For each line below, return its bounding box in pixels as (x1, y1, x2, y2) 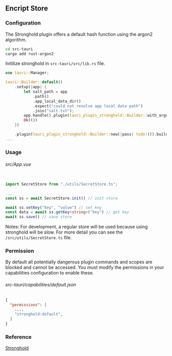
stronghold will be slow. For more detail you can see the (5, 229, 123, 235)
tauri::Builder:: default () (5, 79, 63, 85)
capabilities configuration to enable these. (5, 270, 94, 276)
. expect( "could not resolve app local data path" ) (32, 103, 143, 109)
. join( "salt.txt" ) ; (32, 108, 74, 113)
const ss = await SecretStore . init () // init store (5, 196, 118, 201)
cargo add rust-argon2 (5, 51, 54, 56)
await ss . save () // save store (5, 215, 72, 220)
